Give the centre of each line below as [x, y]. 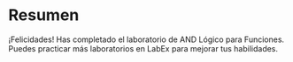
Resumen [44, 15]
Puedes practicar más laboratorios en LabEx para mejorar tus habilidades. [143, 48]
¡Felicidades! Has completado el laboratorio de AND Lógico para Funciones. [146, 39]
